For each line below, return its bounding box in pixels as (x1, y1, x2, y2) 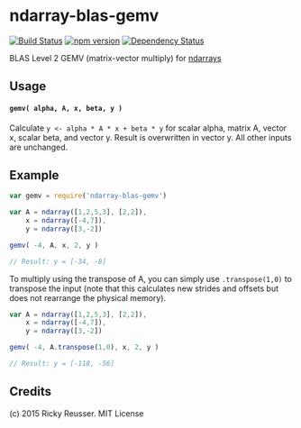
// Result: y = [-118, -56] (9, 360, 115, 369)
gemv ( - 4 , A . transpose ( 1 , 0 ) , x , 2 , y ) (9, 343, 160, 352)
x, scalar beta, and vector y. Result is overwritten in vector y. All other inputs (9, 132, 292, 142)
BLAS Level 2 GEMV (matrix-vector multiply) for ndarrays (9, 52, 223, 63)
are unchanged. (9, 141, 68, 152)
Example (9, 168, 59, 183)
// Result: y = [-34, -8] (9, 257, 106, 266)
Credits (9, 384, 52, 399)
